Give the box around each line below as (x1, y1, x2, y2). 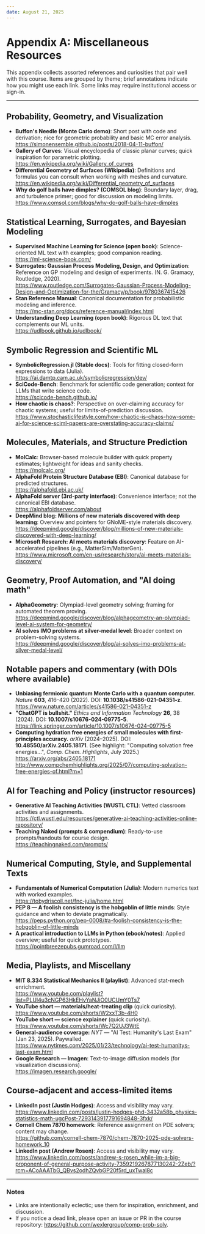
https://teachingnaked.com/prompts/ (15, 841, 109, 848)
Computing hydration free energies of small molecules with (15, 729, 169, 736)
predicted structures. (15, 479, 68, 487)
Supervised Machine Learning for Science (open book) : (15, 243, 159, 250)
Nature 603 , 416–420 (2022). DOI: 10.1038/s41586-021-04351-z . (15, 696, 182, 704)
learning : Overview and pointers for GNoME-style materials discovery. (15, 518, 193, 526)
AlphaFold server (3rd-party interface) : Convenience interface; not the (15, 492, 196, 500)
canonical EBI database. (15, 499, 76, 506)
